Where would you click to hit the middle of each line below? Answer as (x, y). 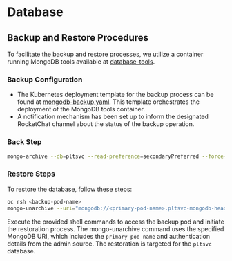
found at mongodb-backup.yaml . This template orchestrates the (108, 102)
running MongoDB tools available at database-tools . (81, 62)
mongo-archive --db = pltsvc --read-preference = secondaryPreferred (103, 156)
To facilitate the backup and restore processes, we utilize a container (105, 54)
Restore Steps (31, 174)
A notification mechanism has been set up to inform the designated (113, 117)
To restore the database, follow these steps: (70, 189)
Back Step (25, 142)
